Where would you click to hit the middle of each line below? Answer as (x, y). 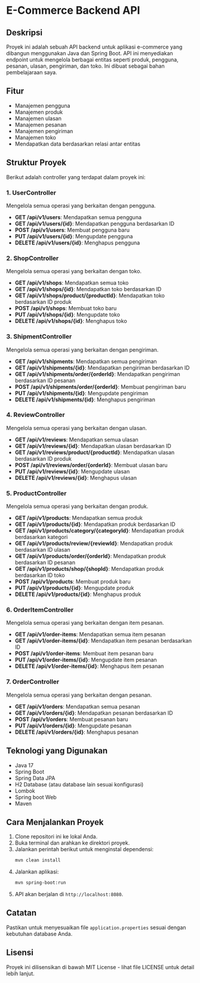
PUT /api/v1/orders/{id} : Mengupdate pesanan (73, 725)
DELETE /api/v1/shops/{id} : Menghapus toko (71, 321)
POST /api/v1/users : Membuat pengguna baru (72, 230)
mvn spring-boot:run (40, 883)
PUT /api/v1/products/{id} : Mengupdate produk (74, 588)
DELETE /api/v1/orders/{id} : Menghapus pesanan (76, 732)
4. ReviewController (36, 415)
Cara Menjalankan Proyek (55, 822)
